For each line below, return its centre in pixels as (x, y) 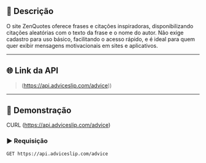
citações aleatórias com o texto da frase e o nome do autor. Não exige (95, 32)
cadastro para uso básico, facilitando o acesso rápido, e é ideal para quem (101, 39)
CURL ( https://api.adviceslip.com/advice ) (59, 125)
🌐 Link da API (32, 71)
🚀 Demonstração (39, 111)
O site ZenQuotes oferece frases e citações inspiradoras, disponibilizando (100, 26)
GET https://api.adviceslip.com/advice (57, 154)
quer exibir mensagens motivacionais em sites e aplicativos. (82, 45)
